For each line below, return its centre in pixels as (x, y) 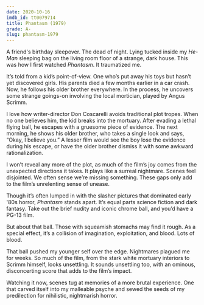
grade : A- (19, 29)
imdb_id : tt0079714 (31, 18)
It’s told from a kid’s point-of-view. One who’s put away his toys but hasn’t (99, 77)
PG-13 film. (20, 215)
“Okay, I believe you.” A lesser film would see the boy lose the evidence (96, 140)
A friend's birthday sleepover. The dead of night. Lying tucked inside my (97, 52)
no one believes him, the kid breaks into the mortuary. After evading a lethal (101, 121)
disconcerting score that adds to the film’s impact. (69, 271)
